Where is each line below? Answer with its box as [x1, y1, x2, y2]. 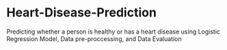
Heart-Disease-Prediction [6, 5, 157, 21]
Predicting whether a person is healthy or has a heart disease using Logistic [6, 27, 220, 36]
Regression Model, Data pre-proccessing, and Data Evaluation [6, 34, 182, 42]
